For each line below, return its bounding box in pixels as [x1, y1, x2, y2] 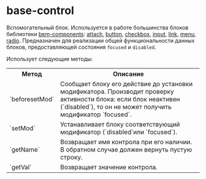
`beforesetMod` [9, 95, 55, 103]
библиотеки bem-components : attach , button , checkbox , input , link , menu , [6, 30, 196, 37]
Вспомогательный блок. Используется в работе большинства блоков [6, 24, 189, 31]
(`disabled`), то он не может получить [60, 102, 172, 111]
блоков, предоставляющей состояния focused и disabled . [6, 43, 156, 51]
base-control [6, 4, 75, 18]
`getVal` [9, 163, 32, 171]
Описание [113, 70, 144, 78]
